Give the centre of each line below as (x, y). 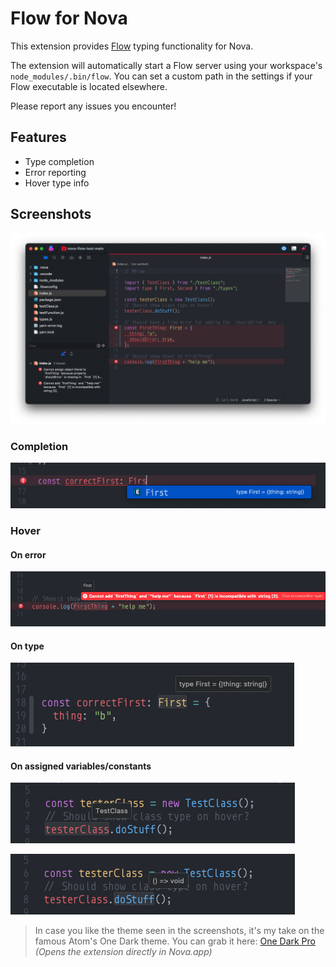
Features (38, 137)
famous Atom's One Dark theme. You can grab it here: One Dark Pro (175, 941)
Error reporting (55, 172)
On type (27, 646)
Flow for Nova (69, 18)
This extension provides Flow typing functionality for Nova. (132, 46)
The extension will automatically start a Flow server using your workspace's (166, 65)
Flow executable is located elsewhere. (89, 86)
